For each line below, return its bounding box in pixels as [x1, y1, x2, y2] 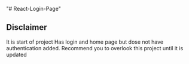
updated [6, 51, 27, 58]
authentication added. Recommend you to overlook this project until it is [6, 44, 184, 51]
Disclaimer [6, 22, 47, 32]
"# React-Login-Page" [6, 5, 61, 12]
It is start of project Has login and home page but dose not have [6, 38, 163, 45]
